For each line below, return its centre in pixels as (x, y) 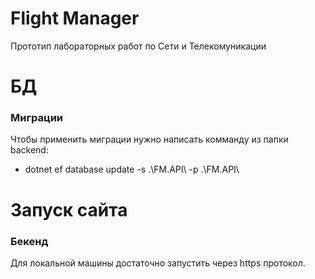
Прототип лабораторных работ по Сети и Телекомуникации (138, 46)
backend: (29, 150)
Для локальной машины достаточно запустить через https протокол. (158, 263)
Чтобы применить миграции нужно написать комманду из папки (149, 139)
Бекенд (29, 241)
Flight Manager (75, 18)
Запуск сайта (69, 209)
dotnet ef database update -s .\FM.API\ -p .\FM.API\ (132, 169)
